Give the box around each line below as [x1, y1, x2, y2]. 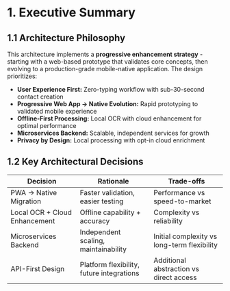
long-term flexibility [153, 240, 218, 249]
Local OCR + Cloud [10, 207, 72, 217]
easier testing [79, 197, 124, 206]
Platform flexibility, [79, 260, 140, 269]
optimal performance [16, 122, 77, 129]
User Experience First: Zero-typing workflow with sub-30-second [16, 86, 205, 93]
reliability [153, 216, 183, 225]
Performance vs [153, 188, 205, 197]
